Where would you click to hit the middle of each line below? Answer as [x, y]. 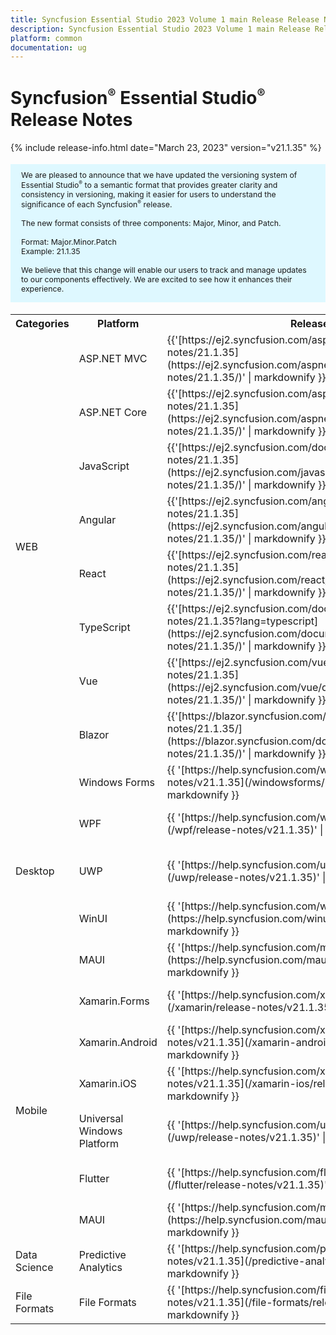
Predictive [102, 1254]
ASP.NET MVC [113, 358]
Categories [42, 323]
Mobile [31, 1110]
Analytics [100, 1267]
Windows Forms [116, 782]
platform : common [46, 38]
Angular [97, 519]
